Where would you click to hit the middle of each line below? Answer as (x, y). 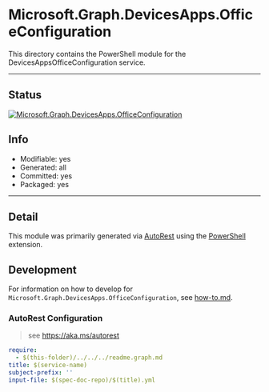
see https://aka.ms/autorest (74, 336)
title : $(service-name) (48, 366)
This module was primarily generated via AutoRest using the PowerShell (127, 236)
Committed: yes (46, 176)
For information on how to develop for (71, 289)
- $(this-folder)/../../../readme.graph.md (89, 358)
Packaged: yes (44, 184)
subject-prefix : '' (41, 373)
